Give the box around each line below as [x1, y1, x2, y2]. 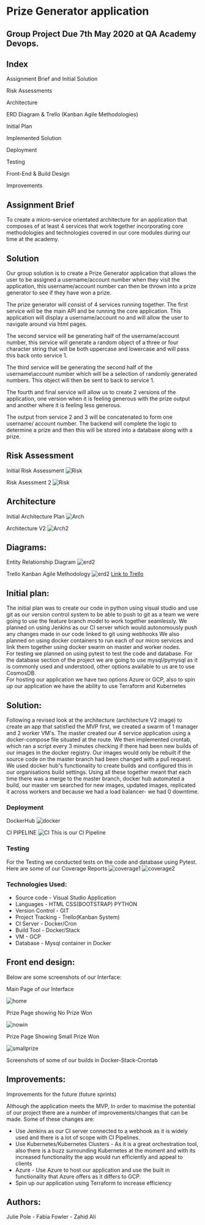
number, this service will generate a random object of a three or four [6, 339, 179, 347]
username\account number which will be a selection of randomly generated [6, 370, 198, 378]
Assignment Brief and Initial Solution [6, 75, 98, 83]
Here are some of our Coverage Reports [6, 864, 108, 872]
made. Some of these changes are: [6, 1115, 95, 1123]
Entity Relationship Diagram [6, 558, 76, 566]
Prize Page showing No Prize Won [6, 1009, 93, 1016]
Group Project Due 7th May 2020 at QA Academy [6, 29, 197, 39]
